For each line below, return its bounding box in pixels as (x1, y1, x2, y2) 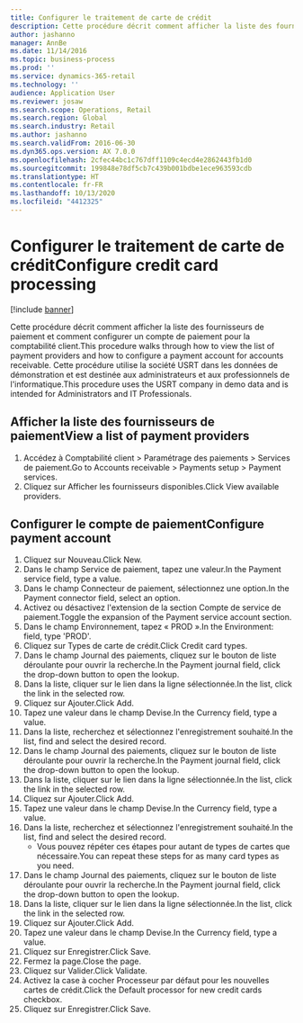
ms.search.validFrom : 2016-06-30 (10, 139, 136, 148)
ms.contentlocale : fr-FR (10, 181, 103, 190)
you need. (36, 860, 75, 871)
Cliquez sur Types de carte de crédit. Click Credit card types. (22, 641, 248, 651)
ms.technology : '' (10, 80, 79, 89)
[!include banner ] (10, 303, 75, 315)
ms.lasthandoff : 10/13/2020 (10, 189, 116, 198)
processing (10, 274, 97, 295)
